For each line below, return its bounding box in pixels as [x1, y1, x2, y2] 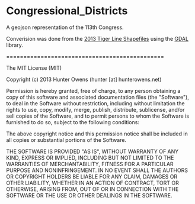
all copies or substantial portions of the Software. [6, 136, 126, 143]
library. [6, 41, 24, 48]
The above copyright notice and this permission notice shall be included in [6, 130, 188, 137]
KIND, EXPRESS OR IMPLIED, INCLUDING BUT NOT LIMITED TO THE [6, 154, 174, 161]
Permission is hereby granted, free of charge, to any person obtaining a [6, 87, 181, 94]
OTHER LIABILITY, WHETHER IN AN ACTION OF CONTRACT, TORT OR [6, 179, 179, 186]
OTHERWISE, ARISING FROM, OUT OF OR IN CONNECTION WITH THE [6, 185, 179, 193]
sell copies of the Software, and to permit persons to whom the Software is [6, 112, 190, 119]
